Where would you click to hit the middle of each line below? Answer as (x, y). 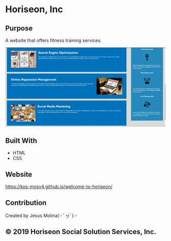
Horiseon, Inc (34, 9)
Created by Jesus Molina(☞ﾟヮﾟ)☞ (41, 216)
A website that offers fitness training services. (53, 40)
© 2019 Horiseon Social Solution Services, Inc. (81, 232)
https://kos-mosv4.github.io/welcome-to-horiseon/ (59, 186)
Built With (21, 140)
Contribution (26, 203)
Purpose (19, 28)
